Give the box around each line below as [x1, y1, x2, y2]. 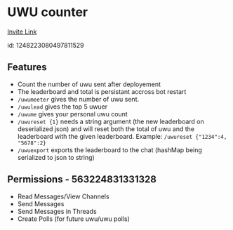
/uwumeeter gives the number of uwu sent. [17, 95, 140, 103]
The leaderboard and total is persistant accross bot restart [17, 87, 187, 95]
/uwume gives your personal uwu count [17, 109, 128, 118]
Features [7, 61, 47, 74]
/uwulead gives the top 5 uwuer [17, 102, 108, 111]
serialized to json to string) [17, 153, 95, 161]
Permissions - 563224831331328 [7, 173, 157, 186]
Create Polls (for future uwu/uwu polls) [17, 215, 130, 223]
